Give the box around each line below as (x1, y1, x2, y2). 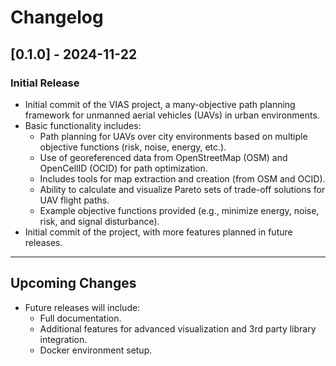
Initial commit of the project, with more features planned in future (24, 226, 293, 238)
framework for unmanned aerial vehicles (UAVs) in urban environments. (24, 109, 320, 121)
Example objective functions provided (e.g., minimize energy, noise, (39, 204, 320, 216)
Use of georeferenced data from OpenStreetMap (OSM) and (39, 151, 288, 163)
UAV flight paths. (39, 194, 110, 206)
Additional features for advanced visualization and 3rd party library (39, 322, 317, 335)
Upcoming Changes (10, 275, 137, 292)
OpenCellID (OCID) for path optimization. (39, 162, 208, 174)
